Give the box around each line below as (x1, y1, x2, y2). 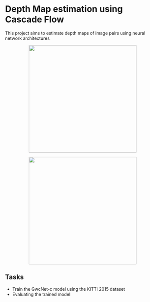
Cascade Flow (5, 14, 64, 25)
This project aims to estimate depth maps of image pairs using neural (5, 30, 146, 36)
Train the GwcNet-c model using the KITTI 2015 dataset (12, 286, 125, 292)
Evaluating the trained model (12, 291, 70, 297)
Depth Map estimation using (5, 3, 123, 15)
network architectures (5, 35, 50, 41)
